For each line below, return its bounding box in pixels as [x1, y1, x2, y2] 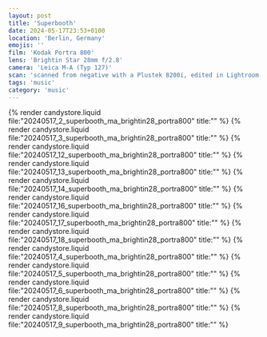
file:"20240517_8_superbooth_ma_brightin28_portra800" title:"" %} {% [8, 303, 241, 312]
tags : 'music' [8, 78, 56, 86]
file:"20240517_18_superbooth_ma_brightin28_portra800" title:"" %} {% [8, 235, 244, 244]
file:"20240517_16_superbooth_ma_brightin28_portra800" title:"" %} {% [8, 201, 243, 211]
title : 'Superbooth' [8, 19, 78, 27]
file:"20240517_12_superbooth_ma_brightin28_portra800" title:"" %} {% [8, 150, 244, 160]
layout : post [8, 11, 52, 20]
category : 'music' [8, 85, 70, 94]
